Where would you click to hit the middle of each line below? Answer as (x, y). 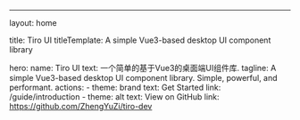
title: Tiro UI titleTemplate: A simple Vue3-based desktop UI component (140, 40)
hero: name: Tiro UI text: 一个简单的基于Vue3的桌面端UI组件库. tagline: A (143, 68)
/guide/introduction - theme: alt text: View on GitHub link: (115, 97)
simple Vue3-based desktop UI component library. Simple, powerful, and (144, 78)
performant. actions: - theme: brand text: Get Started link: (115, 87)
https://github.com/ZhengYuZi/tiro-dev (81, 106)
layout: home (33, 23)
